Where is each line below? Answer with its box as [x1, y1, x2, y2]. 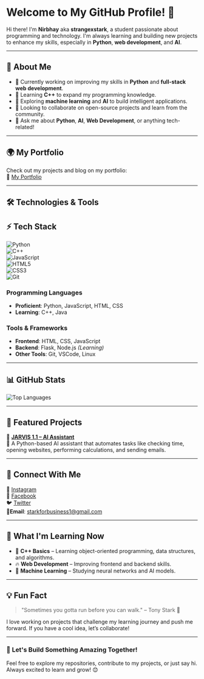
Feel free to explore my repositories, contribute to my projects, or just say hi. [6, 660, 197, 667]
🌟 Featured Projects [6, 417, 83, 428]
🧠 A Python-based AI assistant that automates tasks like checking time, [6, 439, 185, 447]
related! [15, 123, 35, 130]
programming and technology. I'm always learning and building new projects [6, 32, 198, 39]
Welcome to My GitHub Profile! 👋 [6, 5, 175, 19]
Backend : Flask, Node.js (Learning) [15, 344, 104, 352]
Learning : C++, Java [15, 308, 68, 316]
